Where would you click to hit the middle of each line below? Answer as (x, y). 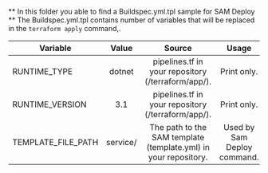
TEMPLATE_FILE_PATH (55, 142)
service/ (122, 142)
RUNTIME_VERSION (49, 104)
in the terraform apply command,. (65, 28)
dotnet (121, 71)
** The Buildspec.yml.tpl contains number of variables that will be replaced (132, 20)
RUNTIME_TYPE (43, 71)
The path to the (178, 127)
